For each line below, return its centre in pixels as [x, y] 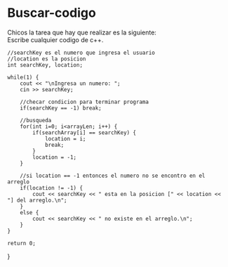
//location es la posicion [47, 59]
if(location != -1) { [51, 188]
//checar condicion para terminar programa [85, 102]
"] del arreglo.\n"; [38, 200]
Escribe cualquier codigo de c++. [55, 39]
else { [29, 212]
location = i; [65, 138]
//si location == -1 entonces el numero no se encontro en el [113, 176]
